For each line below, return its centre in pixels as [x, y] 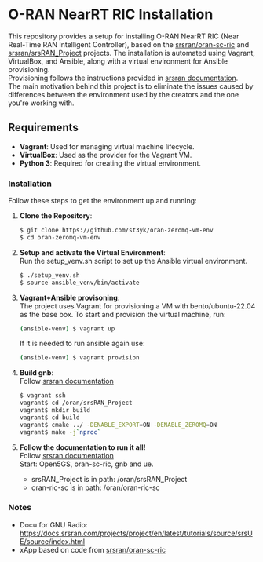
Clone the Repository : [56, 216]
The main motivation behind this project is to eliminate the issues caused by [131, 86]
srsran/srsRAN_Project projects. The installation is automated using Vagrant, [131, 53]
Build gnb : [36, 373]
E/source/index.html [52, 541]
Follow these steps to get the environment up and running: [103, 201]
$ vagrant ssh [42, 396]
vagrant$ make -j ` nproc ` [60, 432]
